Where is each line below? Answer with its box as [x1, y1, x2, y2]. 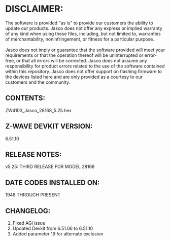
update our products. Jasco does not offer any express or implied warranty [5, 25, 162, 31]
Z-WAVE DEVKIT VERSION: [5, 122, 93, 131]
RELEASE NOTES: [5, 150, 62, 159]
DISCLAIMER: [5, 3, 63, 15]
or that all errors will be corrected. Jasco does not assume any [16, 57, 147, 63]
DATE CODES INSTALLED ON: [5, 178, 100, 187]
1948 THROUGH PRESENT [5, 192, 61, 198]
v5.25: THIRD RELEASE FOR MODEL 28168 [5, 163, 95, 170]
